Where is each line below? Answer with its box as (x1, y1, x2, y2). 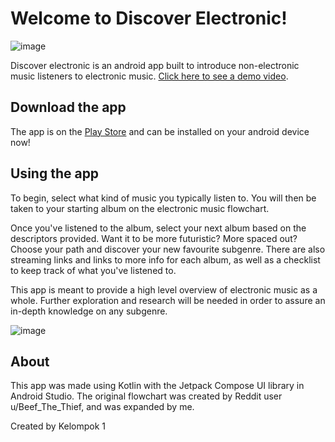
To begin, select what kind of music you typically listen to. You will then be (10, 192, 317, 204)
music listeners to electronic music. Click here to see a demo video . (10, 70, 289, 82)
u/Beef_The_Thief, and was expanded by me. (10, 401, 195, 413)
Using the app (10, 165, 100, 182)
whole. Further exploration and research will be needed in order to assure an (10, 294, 326, 306)
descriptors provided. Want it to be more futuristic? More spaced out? (10, 232, 298, 244)
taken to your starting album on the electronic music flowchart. (10, 202, 270, 214)
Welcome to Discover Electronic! (10, 7, 288, 30)
